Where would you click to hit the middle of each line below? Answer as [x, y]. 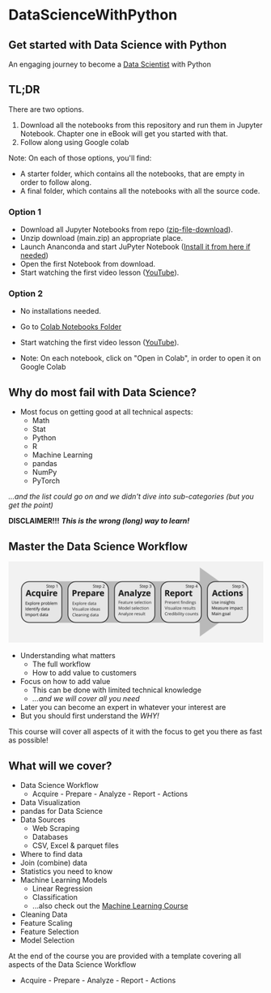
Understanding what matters [68, 656]
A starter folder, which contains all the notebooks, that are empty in [132, 173]
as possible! [28, 740]
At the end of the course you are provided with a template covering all [125, 956]
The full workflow [61, 664]
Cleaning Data [44, 914]
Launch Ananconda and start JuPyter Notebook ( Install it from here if [135, 247]
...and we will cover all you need [86, 699]
